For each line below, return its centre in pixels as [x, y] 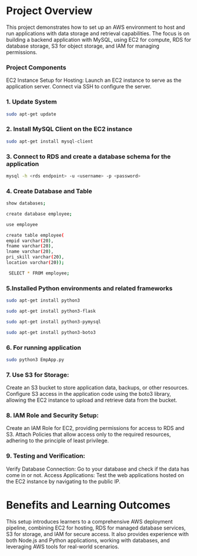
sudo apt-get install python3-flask [51, 311]
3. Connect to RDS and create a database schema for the [89, 156]
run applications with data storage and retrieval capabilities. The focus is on [98, 33]
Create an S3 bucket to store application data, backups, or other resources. [98, 388]
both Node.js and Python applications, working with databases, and [88, 540]
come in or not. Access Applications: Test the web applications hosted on [95, 475]
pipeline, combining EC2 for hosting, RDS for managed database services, [96, 528]
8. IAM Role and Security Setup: [52, 415]
